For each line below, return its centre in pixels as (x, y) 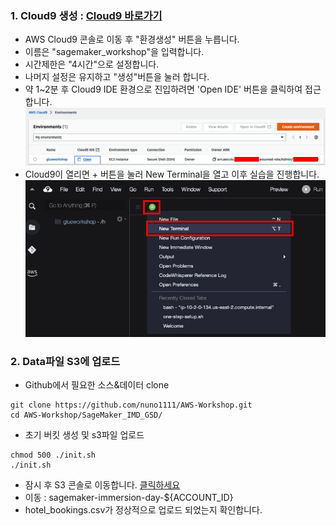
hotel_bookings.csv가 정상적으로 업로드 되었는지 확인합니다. (143, 510)
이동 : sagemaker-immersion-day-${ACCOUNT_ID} (129, 498)
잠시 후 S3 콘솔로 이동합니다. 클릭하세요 (102, 485)
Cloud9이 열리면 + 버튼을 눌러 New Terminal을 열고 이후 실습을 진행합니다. (172, 174)
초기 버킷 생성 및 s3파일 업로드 (84, 435)
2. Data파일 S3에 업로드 (65, 362)
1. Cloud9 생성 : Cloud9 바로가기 (86, 15)
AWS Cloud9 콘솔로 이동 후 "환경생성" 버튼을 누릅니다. (132, 39)
